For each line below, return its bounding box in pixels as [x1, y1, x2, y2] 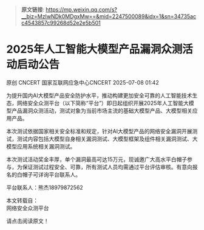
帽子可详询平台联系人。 [22, 170, 81, 178]
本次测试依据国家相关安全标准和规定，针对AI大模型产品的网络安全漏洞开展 [6, 127, 192, 134]
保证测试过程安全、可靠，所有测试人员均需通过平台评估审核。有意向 [22, 163, 192, 170]
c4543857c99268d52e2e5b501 [21, 19, 101, 26]
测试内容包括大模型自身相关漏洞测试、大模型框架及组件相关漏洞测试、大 [16, 135, 198, 142]
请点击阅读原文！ [6, 217, 49, 225]
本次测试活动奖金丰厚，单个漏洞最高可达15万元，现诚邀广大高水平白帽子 [6, 155, 187, 163]
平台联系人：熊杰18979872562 [6, 184, 83, 191]
